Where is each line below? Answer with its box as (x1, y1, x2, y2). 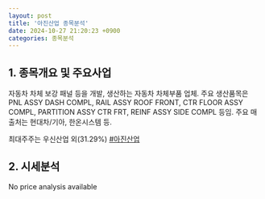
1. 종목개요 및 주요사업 (8, 66, 112, 79)
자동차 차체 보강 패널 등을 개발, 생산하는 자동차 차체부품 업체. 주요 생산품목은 (8, 89, 249, 99)
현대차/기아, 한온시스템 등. (29, 117, 113, 127)
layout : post (8, 11, 52, 20)
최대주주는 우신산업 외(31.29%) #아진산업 (8, 134, 140, 144)
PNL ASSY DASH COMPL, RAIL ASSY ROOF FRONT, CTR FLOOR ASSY (8, 98, 243, 108)
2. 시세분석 (8, 160, 60, 173)
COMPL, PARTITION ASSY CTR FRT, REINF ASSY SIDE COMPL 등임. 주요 (8, 108, 249, 117)
